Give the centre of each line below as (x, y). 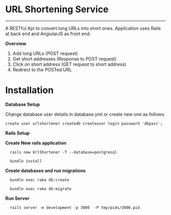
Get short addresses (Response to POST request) (65, 59)
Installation (30, 90)
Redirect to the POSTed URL (42, 69)
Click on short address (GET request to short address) (69, 64)
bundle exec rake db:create (40, 180)
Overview (16, 43)
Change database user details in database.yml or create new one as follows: (85, 114)
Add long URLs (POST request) (45, 53)
